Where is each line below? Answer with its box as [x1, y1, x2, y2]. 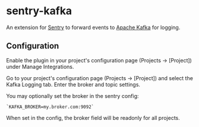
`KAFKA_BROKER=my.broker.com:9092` [6, 104, 94, 110]
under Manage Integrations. [6, 63, 74, 70]
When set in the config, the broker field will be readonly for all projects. [6, 114, 180, 121]
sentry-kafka [6, 4, 72, 18]
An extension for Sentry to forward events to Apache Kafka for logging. [6, 24, 181, 31]
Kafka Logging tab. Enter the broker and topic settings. [6, 81, 141, 88]
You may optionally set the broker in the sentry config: [6, 92, 139, 99]
